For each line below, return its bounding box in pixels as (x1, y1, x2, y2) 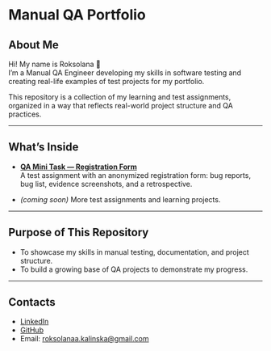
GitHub (19, 325, 44, 335)
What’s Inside (8, 140, 79, 154)
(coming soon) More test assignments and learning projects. (19, 194, 221, 204)
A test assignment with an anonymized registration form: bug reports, (19, 170, 252, 180)
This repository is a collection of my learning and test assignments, (8, 92, 231, 102)
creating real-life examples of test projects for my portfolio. (8, 77, 205, 86)
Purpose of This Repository (8, 226, 149, 239)
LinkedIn (19, 317, 49, 327)
